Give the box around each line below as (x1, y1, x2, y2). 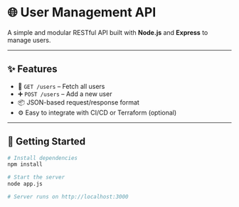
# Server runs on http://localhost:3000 (7, 193, 129, 201)
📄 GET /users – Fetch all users (17, 82, 105, 90)
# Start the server (7, 174, 65, 181)
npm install (7, 161, 43, 168)
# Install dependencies (7, 154, 78, 161)
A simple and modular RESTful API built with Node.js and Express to (7, 28, 208, 36)
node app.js (7, 181, 43, 188)
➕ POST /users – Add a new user (17, 90, 112, 98)
